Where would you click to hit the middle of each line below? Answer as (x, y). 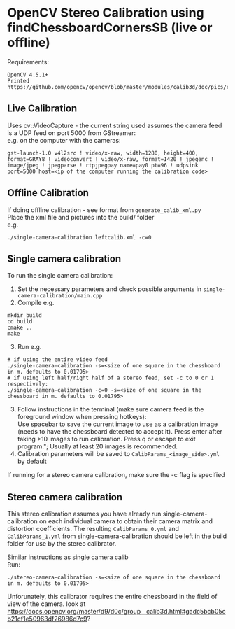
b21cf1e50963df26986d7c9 (47, 619)
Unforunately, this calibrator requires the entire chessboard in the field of (112, 597)
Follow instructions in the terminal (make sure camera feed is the (111, 409)
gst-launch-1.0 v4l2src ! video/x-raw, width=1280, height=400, (103, 153)
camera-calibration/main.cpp (60, 296)
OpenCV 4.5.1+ (28, 75)
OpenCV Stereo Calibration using (106, 13)
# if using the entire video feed (58, 360)
